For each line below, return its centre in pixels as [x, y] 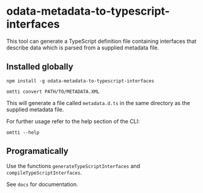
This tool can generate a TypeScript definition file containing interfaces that [102, 41]
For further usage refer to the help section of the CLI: [73, 121]
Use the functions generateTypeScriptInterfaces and [73, 166]
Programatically [37, 151]
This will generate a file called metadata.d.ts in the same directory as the [98, 103]
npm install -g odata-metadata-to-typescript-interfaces [80, 81]
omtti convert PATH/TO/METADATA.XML [53, 92]
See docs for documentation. [42, 184]
